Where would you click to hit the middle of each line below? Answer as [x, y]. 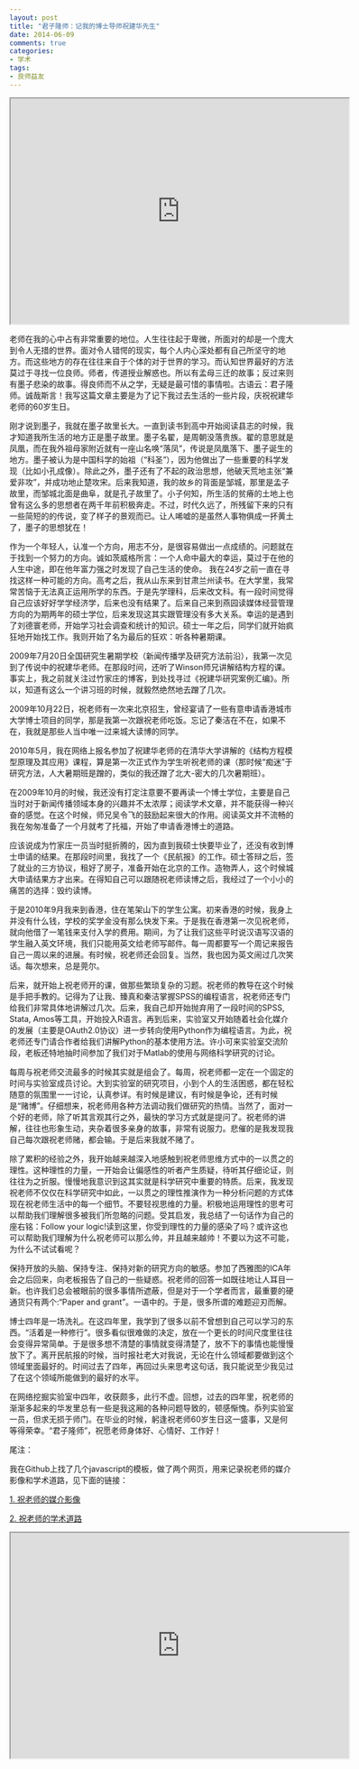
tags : [19, 69]
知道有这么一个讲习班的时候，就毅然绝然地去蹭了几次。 [128, 689]
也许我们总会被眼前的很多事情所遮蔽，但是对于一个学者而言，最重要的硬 [159, 1290]
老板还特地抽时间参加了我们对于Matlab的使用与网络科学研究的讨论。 [152, 1053]
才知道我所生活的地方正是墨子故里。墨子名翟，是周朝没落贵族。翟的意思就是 [152, 437]
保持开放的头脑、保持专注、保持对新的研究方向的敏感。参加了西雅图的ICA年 [150, 1267]
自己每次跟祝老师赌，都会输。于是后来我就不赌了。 [104, 1139]
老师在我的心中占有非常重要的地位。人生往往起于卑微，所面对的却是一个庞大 [152, 338]
